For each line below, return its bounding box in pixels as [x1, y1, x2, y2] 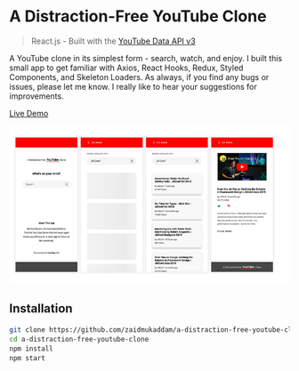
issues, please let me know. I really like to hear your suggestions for [9, 81, 257, 92]
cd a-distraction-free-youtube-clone [9, 335, 149, 344]
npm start [9, 354, 46, 363]
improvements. [9, 91, 64, 101]
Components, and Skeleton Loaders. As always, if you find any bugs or [9, 71, 270, 82]
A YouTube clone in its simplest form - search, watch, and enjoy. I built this [9, 52, 283, 63]
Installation [9, 301, 73, 316]
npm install [9, 344, 53, 353]
